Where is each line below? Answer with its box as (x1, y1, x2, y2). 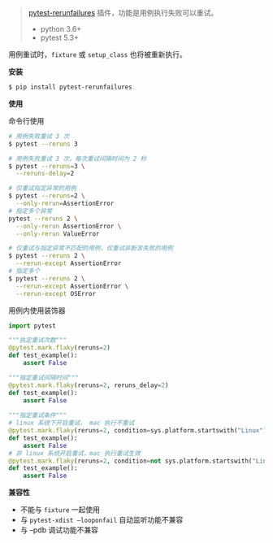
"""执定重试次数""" (8, 337, 67, 345)
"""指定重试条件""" (8, 411, 67, 419)
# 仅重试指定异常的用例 (8, 185, 77, 193)
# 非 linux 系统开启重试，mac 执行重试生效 (8, 449, 141, 458)
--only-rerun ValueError (15, 229, 100, 238)
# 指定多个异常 (8, 206, 53, 215)
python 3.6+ (40, 24, 82, 33)
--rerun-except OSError (15, 289, 96, 298)
